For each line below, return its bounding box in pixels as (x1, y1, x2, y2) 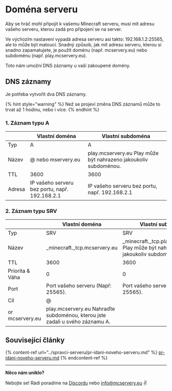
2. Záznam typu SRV (5, 207, 57, 215)
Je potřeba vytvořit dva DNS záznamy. (5, 91, 87, 97)
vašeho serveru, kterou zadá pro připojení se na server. (5, 26, 122, 32)
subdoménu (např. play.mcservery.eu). (5, 52, 87, 59)
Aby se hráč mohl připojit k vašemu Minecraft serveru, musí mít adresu (5, 21, 155, 27)
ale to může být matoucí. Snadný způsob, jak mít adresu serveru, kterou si (5, 41, 162, 47)
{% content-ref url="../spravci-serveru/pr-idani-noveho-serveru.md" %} (5, 349, 158, 356)
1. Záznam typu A (5, 119, 50, 127)
